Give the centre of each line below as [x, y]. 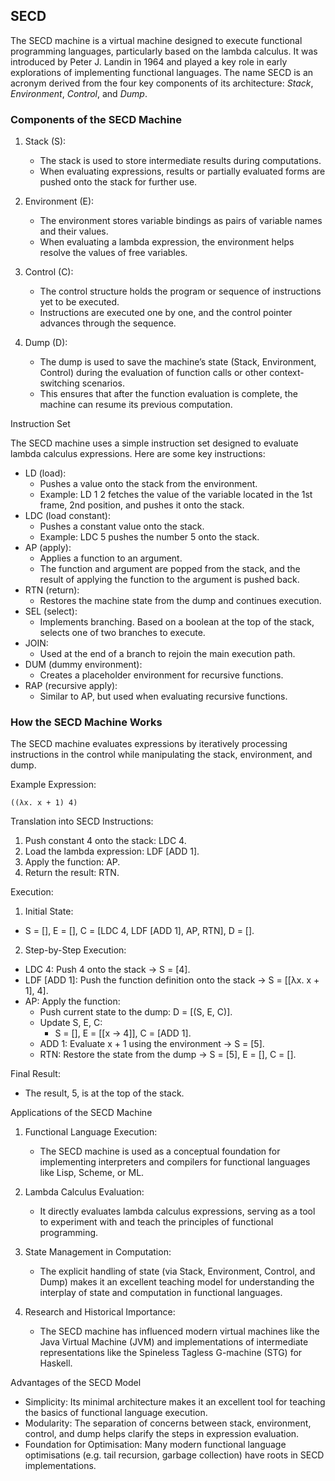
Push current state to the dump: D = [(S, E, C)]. [136, 1012]
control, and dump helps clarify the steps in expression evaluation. [162, 1434]
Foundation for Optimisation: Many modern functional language [155, 1445]
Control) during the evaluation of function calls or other [153, 373]
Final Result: [35, 1074]
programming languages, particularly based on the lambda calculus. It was [164, 51]
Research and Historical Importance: [100, 1312]
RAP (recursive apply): [71, 686]
